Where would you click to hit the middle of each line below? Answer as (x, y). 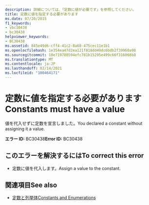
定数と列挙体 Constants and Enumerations (54, 198)
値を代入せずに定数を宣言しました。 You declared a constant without (74, 123)
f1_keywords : (18, 23)
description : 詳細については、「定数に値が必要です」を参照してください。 (71, 9)
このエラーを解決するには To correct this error (74, 156)
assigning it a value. (25, 129)
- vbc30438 (16, 28)
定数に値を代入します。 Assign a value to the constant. (66, 168)
